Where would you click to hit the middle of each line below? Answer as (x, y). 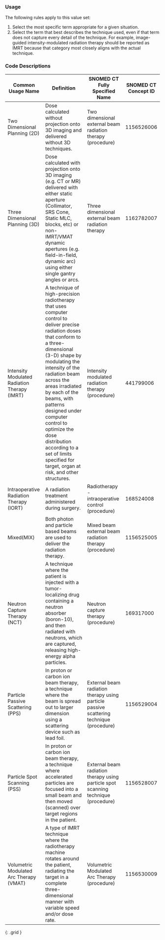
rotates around (62, 858)
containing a (59, 600)
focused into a (62, 789)
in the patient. (61, 819)
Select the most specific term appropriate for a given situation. (75, 27)
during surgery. (63, 508)
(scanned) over (63, 807)
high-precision (62, 294)
